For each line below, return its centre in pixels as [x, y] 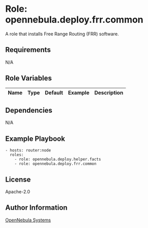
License [18, 179]
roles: [17, 155]
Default [54, 92]
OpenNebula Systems [28, 220]
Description [109, 92]
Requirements [28, 50]
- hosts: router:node [28, 150]
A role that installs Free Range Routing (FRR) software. [62, 34]
